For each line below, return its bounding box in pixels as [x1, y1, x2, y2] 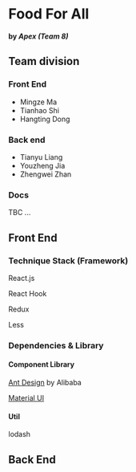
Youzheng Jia [19, 161, 66, 170]
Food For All [8, 5, 90, 23]
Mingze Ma [19, 97, 58, 107]
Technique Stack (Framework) [8, 254, 129, 266]
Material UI [8, 393, 45, 403]
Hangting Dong [19, 114, 70, 124]
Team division [8, 55, 80, 68]
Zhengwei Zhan [19, 169, 72, 179]
